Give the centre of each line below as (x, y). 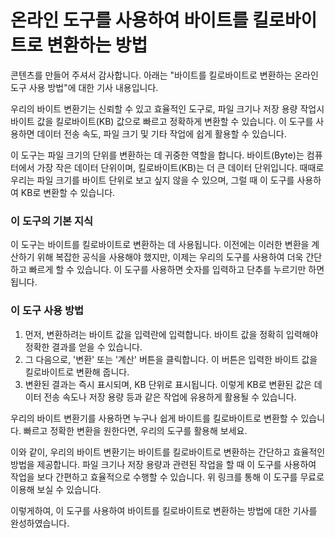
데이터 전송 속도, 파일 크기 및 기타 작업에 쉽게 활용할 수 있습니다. (161, 133)
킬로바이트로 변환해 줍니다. (77, 372)
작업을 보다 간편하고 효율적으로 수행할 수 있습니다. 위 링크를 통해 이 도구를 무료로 (167, 477)
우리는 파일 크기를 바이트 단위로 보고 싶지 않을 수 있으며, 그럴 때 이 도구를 (152, 180)
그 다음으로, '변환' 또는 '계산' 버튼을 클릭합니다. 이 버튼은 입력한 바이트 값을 (171, 359)
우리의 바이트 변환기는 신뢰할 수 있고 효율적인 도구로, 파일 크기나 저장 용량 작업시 (167, 108)
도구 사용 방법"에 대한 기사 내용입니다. (84, 87)
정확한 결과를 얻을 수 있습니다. (83, 347)
